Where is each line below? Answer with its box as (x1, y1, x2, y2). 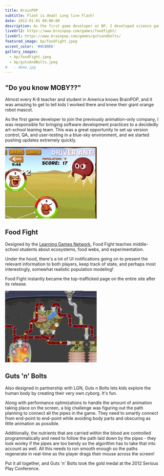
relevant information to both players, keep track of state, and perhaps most (5, 261, 156, 267)
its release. (5, 281, 27, 286)
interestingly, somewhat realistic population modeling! (5, 266, 114, 272)
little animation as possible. (5, 420, 60, 426)
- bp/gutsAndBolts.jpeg (9, 59, 58, 65)
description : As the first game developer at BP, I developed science (5, 24, 152, 28)
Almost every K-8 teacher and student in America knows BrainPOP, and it (5, 96, 153, 102)
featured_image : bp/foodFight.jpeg (5, 39, 78, 44)
